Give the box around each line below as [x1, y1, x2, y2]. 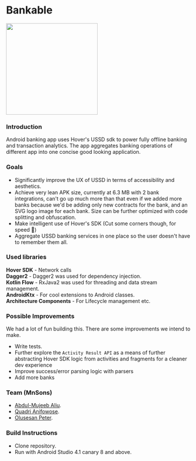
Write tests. [14, 343, 43, 350]
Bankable [6, 4, 53, 17]
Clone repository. [14, 442, 57, 449]
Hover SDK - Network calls [6, 266, 72, 273]
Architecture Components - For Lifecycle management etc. [6, 297, 151, 304]
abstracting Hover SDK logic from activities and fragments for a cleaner [14, 355, 187, 363]
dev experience [14, 362, 53, 369]
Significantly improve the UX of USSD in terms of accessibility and [14, 176, 175, 183]
